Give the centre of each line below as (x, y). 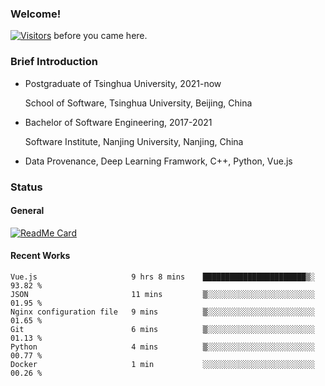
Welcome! (36, 14)
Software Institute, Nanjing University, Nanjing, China (134, 141)
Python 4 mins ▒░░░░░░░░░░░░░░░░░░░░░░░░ (162, 347)
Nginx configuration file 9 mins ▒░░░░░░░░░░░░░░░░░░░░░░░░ (162, 312)
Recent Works (40, 256)
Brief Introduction (54, 62)
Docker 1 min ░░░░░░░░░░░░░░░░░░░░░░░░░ (162, 364)
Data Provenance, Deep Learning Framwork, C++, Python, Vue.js (158, 161)
